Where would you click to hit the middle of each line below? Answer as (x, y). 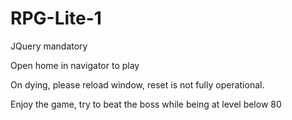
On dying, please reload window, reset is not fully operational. (137, 84)
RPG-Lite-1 (56, 18)
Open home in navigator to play (75, 65)
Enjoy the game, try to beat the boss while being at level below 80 (146, 104)
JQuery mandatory (49, 46)
